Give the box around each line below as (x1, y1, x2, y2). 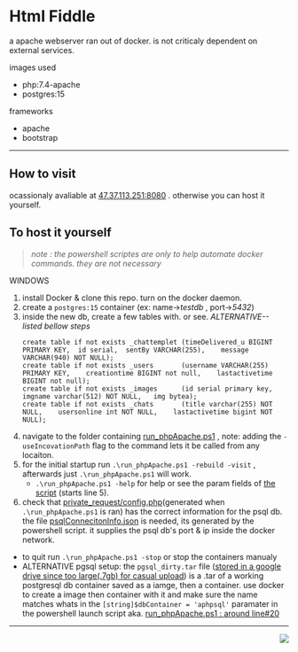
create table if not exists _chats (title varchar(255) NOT (21, 400, 273, 408)
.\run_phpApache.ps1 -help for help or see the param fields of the (35, 477, 276, 488)
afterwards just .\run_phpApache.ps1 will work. (21, 468, 192, 479)
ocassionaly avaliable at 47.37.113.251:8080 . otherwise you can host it (9, 190, 265, 200)
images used (9, 62, 56, 73)
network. (21, 534, 55, 545)
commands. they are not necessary (30, 258, 161, 268)
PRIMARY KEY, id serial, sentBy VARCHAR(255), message (21, 345, 249, 354)
